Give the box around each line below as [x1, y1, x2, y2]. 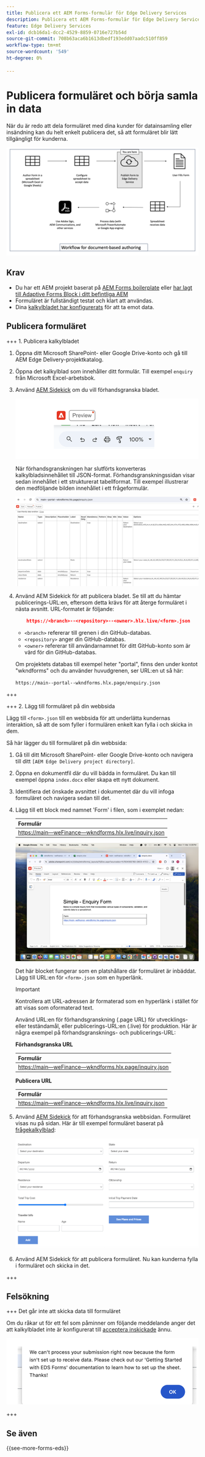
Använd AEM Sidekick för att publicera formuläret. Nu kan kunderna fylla [15, 1255, 198, 1262]
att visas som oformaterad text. [15, 1004, 94, 1011]
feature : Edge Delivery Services [6, 23, 92, 29]
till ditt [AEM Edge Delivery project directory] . [15, 758, 135, 765]
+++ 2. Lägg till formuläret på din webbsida [6, 703, 115, 710]
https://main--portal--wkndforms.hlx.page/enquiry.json [15, 680, 160, 686]
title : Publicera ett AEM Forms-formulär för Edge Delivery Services [6, 10, 187, 16]
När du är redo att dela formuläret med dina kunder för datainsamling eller [6, 122, 192, 129]
